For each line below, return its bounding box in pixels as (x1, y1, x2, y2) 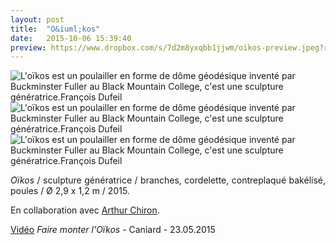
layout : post (10, 14, 65, 25)
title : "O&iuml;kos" (10, 24, 101, 34)
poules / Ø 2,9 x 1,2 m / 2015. (10, 185, 130, 197)
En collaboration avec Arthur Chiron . (10, 204, 160, 216)
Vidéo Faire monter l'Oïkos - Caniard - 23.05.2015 (10, 224, 216, 236)
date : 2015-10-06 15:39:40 (10, 33, 132, 43)
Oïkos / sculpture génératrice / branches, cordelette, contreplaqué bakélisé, (10, 174, 326, 186)
